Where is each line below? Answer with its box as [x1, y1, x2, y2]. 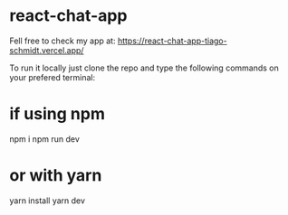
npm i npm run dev [9, 133, 80, 145]
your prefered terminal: [9, 71, 96, 82]
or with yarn [9, 165, 102, 186]
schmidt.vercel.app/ [9, 44, 84, 55]
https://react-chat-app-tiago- [117, 35, 228, 46]
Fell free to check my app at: [9, 35, 116, 46]
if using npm [9, 104, 106, 125]
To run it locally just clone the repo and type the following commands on [9, 62, 279, 73]
